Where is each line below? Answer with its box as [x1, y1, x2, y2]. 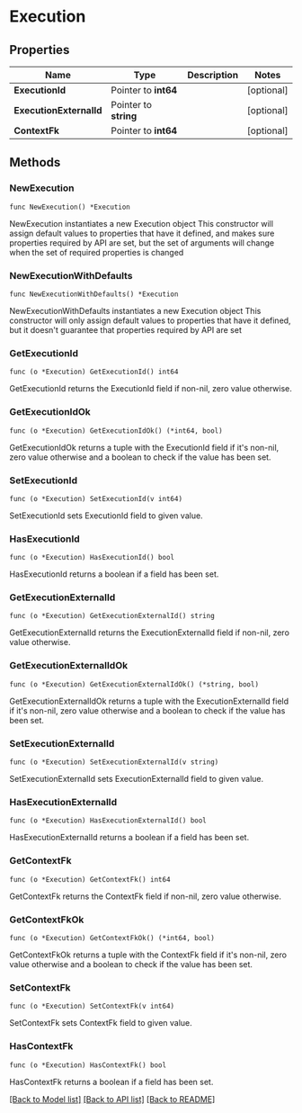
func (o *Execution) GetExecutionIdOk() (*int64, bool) [9, 426, 223, 435]
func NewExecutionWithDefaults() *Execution [9, 290, 179, 299]
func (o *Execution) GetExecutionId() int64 [9, 367, 179, 377]
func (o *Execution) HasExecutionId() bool [9, 553, 175, 562]
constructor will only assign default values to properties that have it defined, [9, 315, 291, 326]
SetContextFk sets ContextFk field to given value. [9, 1018, 193, 1028]
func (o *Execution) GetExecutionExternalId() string [9, 612, 216, 621]
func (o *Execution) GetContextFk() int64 [9, 875, 171, 884]
